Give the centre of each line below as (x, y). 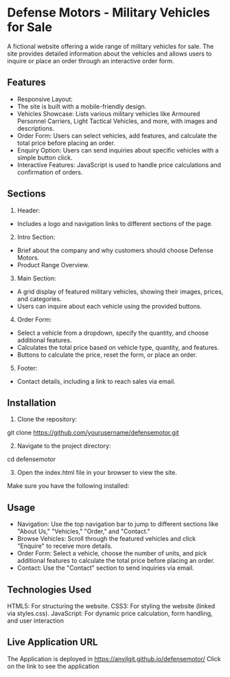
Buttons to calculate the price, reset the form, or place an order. (107, 355)
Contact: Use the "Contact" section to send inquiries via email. (105, 568)
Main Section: (36, 278)
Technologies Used (49, 589)
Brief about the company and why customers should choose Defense (115, 250)
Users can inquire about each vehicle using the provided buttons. (110, 306)
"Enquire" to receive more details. (65, 546)
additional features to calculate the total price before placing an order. (116, 561)
